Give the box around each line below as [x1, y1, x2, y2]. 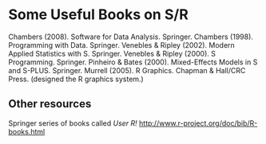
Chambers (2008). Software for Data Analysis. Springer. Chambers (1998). [8, 32, 254, 41]
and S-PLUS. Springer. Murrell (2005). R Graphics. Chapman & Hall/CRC [8, 65, 246, 75]
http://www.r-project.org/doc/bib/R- [138, 118, 258, 128]
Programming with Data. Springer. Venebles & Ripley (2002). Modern [8, 40, 236, 49]
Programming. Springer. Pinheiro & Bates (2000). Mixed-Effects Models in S [8, 57, 258, 67]
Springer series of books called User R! [8, 118, 137, 128]
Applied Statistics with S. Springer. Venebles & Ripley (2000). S [8, 49, 216, 58]
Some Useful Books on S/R [8, 6, 189, 24]
